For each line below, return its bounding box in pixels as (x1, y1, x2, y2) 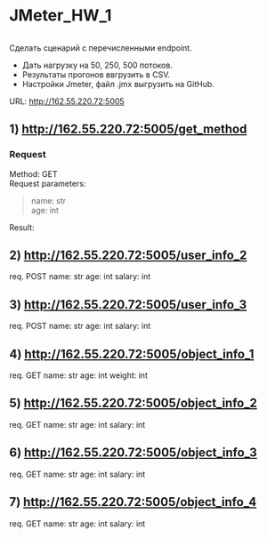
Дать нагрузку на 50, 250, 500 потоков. (21, 60, 174, 70)
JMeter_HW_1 (9, 5, 112, 26)
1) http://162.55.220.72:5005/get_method (9, 122, 247, 137)
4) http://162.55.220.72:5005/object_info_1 (9, 346, 255, 361)
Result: (9, 221, 35, 232)
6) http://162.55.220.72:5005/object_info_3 (9, 446, 258, 461)
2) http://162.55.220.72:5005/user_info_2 (9, 248, 247, 263)
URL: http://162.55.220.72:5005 (9, 95, 125, 107)
